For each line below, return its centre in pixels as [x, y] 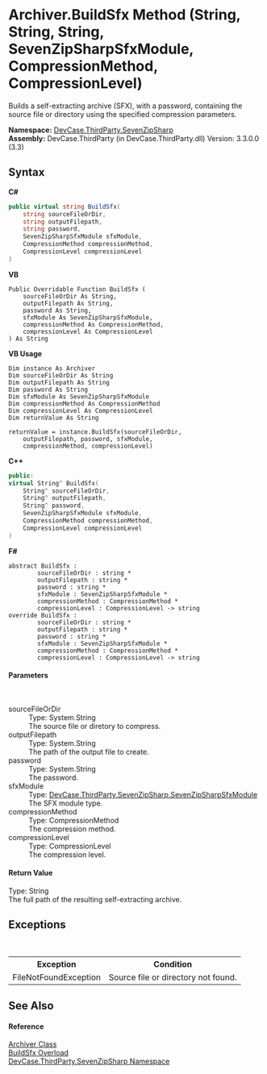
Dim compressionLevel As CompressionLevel [81, 410]
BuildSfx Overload [38, 1053]
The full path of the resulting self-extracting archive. [95, 900]
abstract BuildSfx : [43, 566]
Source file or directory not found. [173, 977]
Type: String [29, 891]
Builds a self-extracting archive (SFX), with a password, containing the [125, 106]
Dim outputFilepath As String [59, 382]
